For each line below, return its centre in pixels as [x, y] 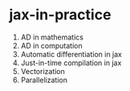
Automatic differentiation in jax [71, 54]
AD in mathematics [52, 37]
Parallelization [44, 80]
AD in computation [51, 45]
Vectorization [43, 71]
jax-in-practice [60, 15]
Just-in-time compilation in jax [71, 63]
